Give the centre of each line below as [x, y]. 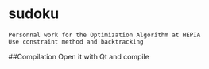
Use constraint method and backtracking [76, 42]
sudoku [34, 14]
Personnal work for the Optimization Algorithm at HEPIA [104, 35]
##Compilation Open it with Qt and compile [79, 56]
